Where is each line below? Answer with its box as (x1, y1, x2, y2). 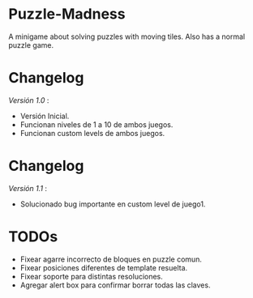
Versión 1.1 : (8, 183, 47, 193)
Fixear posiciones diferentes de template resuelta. (19, 262, 188, 272)
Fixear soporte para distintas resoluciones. (19, 271, 164, 281)
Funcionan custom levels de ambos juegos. (19, 128, 165, 138)
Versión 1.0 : (8, 95, 49, 105)
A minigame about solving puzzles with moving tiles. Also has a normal (8, 32, 246, 41)
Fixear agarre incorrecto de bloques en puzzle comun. (19, 254, 203, 264)
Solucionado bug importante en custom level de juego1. (19, 199, 206, 209)
